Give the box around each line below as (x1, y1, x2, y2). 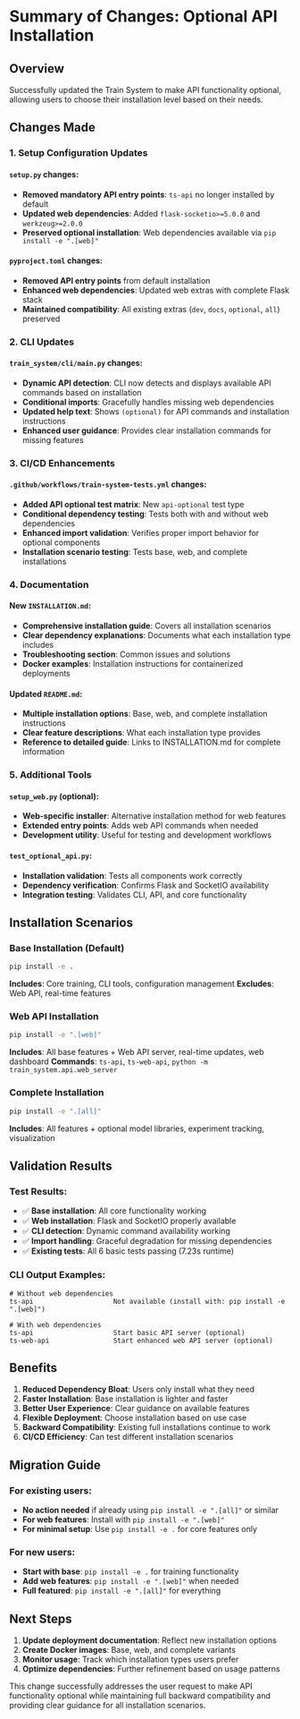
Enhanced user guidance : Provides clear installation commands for (21, 425, 272, 436)
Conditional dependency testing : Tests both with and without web (21, 508, 269, 519)
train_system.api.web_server (9, 1066, 118, 1075)
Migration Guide (9, 1457, 101, 1473)
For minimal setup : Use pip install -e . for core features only (21, 1524, 257, 1535)
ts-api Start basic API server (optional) (9, 1328, 246, 1337)
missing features (21, 434, 84, 445)
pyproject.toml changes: (9, 255, 104, 266)
